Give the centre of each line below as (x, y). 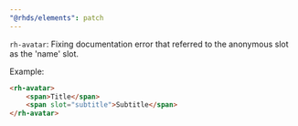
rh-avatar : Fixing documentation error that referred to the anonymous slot (149, 44)
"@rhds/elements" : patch (57, 18)
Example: (27, 71)
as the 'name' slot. (44, 53)
